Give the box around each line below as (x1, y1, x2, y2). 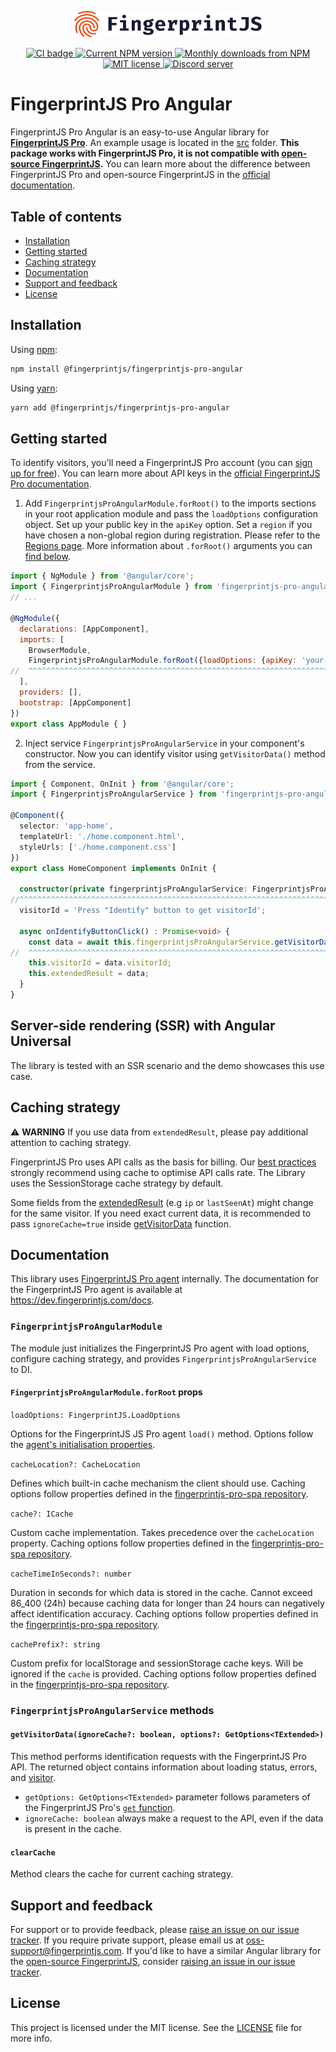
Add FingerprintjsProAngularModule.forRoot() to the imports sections (24, 497, 317, 510)
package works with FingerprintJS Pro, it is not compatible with (10, 147, 280, 160)
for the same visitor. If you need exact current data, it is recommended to (10, 1207, 312, 1219)
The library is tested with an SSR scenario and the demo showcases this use (10, 1059, 325, 1071)
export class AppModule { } (10, 719, 128, 729)
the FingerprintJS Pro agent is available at (10, 1284, 183, 1296)
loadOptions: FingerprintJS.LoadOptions (10, 1410, 182, 1420)
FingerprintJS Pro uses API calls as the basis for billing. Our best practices (10, 1156, 317, 1168)
